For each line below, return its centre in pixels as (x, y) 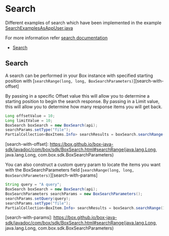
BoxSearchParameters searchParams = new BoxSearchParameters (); (74, 194)
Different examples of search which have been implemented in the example (83, 23)
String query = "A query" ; (33, 185)
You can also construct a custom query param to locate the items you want (83, 165)
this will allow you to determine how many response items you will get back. (84, 107)
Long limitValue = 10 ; (29, 121)
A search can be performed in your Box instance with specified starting (79, 75)
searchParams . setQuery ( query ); (38, 199)
